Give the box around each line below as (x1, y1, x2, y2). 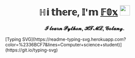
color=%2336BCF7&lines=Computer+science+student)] (5, 42, 122, 48)
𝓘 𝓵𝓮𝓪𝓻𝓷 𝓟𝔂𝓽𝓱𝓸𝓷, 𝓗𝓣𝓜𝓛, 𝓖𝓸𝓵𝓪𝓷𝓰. (44, 25, 125, 32)
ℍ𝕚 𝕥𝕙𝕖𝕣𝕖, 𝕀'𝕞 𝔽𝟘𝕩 (39, 7, 118, 18)
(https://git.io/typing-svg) (5, 47, 58, 53)
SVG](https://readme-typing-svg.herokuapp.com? (22, 36, 126, 42)
